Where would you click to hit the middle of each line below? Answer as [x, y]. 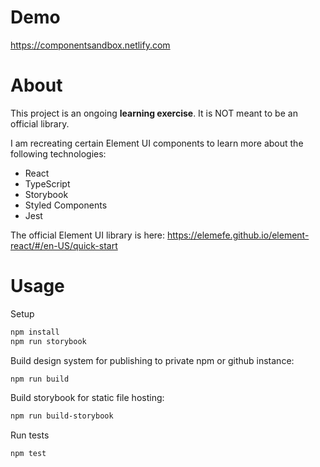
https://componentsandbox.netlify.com [90, 45]
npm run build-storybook [62, 416]
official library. [40, 123]
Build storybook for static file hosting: [87, 398]
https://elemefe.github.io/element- [238, 235]
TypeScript [47, 183]
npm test [28, 454]
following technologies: [58, 153]
